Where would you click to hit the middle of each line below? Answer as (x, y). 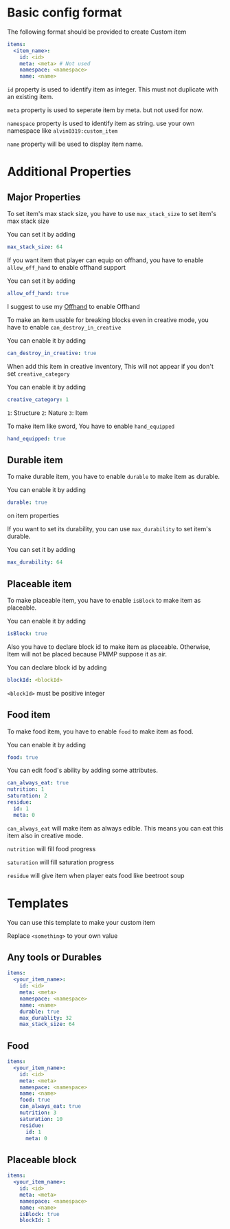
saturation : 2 (27, 796)
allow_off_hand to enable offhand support (66, 268)
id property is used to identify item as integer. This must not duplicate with (113, 89)
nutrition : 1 (26, 789)
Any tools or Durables (54, 957)
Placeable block (42, 1160)
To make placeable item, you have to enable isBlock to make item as (104, 600)
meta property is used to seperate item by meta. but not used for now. (105, 110)
